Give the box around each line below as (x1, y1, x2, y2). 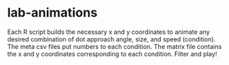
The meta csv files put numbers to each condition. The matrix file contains (7, 42, 222, 50)
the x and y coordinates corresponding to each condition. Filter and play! (7, 50, 217, 58)
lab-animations (7, 5, 98, 21)
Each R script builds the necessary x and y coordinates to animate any (7, 28, 210, 36)
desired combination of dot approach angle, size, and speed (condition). (7, 35, 216, 43)
